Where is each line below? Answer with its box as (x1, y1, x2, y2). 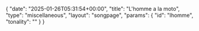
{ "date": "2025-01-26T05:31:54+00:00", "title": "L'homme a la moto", (5, 5, 180, 12)
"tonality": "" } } (5, 18, 45, 25)
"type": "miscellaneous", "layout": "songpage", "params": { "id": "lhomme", (5, 12, 194, 19)
